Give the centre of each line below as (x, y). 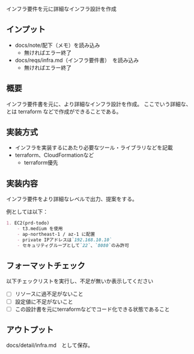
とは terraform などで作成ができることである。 (64, 111)
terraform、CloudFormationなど (54, 155)
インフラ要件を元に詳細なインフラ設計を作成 (62, 9)
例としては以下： (27, 212)
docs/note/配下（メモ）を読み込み (57, 45)
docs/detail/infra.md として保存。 (50, 345)
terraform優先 (41, 163)
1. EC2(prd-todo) (28, 223)
